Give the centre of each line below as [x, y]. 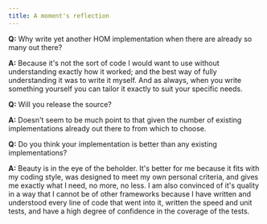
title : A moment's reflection [59, 16]
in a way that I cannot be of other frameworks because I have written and [130, 193]
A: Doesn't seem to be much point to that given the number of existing [125, 120]
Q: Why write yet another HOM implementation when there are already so [130, 39]
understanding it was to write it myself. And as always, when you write [125, 80]
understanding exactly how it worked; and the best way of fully [113, 71]
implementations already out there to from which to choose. [107, 128]
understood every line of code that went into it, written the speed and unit [130, 202]
